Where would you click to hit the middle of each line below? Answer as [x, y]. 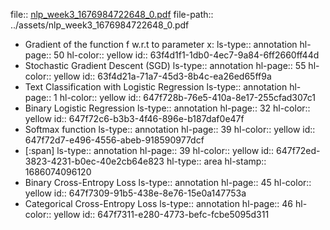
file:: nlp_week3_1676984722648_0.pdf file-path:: [112, 14]
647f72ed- [298, 150]
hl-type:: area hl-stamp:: [216, 161]
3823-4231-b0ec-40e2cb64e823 [94, 161]
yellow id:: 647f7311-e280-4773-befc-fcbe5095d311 [161, 214]
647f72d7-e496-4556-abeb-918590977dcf [114, 140]
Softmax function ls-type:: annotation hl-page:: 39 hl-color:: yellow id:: [170, 129]
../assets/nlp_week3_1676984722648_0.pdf [100, 25]
